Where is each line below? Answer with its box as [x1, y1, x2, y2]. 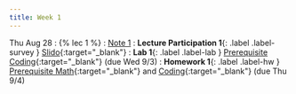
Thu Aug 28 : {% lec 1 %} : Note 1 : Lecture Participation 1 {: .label [9, 37, 250, 48]
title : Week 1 [9, 12, 62, 22]
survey [9, 46, 35, 58]
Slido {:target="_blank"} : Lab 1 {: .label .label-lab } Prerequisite [41, 46, 268, 58]
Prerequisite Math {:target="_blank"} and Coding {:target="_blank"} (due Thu [9, 66, 287, 76]
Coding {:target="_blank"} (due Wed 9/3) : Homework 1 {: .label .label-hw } [9, 56, 280, 67]
